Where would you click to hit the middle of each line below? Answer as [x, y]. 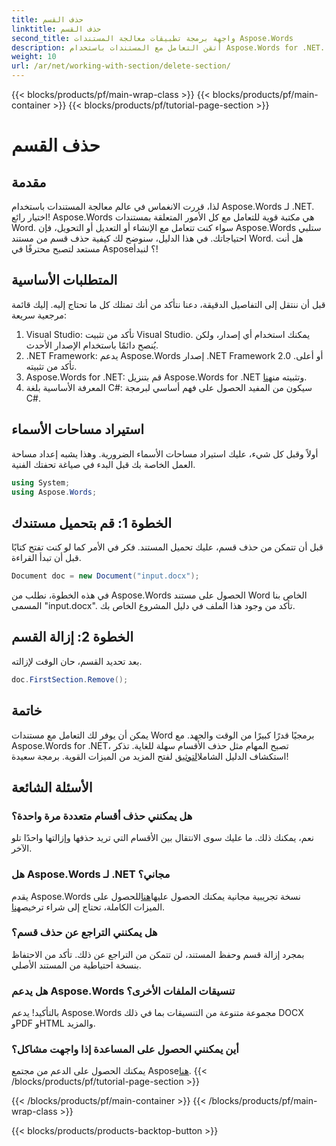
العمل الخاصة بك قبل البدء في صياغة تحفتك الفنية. [103, 464]
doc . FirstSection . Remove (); [70, 679]
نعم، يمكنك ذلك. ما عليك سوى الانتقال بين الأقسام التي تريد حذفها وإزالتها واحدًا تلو [162, 838]
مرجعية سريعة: [39, 315]
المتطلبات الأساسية [64, 280]
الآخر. [22, 848]
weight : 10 [34, 57]
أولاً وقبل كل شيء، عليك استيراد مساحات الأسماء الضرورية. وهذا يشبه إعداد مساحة [165, 453]
